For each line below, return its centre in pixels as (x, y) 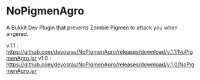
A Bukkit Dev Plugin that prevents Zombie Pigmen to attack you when (92, 27)
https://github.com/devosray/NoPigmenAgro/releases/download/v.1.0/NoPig (100, 64)
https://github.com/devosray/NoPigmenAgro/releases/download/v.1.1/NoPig (100, 51)
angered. (17, 33)
